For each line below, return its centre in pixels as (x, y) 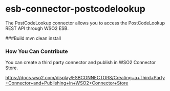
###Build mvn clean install (33, 38)
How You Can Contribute (37, 51)
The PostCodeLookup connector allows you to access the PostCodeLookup (85, 23)
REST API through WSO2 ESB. (37, 28)
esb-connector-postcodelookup (76, 9)
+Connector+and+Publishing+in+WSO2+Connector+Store (67, 83)
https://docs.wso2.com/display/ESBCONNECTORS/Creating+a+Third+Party (85, 78)
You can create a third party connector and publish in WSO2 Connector (81, 63)
